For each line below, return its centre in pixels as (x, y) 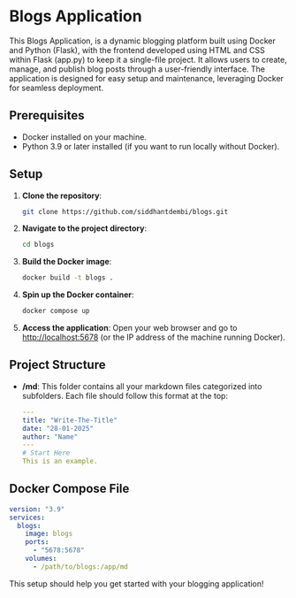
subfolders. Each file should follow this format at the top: (125, 395)
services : (27, 517)
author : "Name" (50, 437)
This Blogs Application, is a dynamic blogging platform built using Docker (142, 41)
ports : (37, 542)
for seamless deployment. (57, 88)
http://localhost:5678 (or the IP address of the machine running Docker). (153, 337)
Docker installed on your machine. (84, 137)
